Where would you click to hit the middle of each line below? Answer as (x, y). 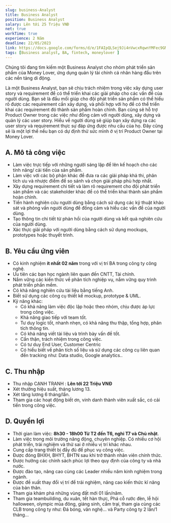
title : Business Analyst (32, 15)
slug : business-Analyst (31, 10)
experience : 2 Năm (25, 39)
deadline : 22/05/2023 (28, 43)
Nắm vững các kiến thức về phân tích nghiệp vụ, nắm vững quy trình (84, 280)
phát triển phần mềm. (35, 285)
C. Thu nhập (25, 371)
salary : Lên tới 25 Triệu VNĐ (37, 24)
